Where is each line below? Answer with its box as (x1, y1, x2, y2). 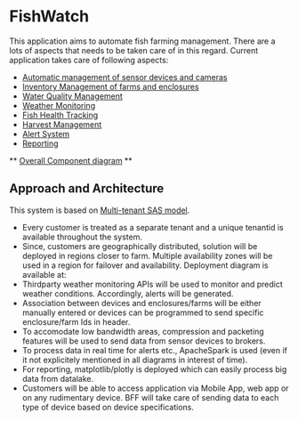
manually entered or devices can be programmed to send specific (21, 307, 264, 318)
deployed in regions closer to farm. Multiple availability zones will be (21, 250, 273, 261)
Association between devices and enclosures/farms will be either (21, 297, 262, 308)
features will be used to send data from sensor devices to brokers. (21, 336, 266, 346)
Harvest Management (21, 118, 102, 130)
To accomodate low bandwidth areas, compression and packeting (21, 326, 264, 336)
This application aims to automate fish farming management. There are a (9, 36, 276, 46)
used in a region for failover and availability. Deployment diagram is (21, 260, 269, 271)
